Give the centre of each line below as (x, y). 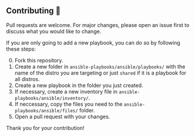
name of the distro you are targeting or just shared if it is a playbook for (100, 73)
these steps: (21, 49)
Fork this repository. (39, 60)
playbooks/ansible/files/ (46, 111)
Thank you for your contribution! (45, 128)
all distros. (27, 79)
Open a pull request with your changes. (62, 116)
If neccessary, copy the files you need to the (68, 104)
